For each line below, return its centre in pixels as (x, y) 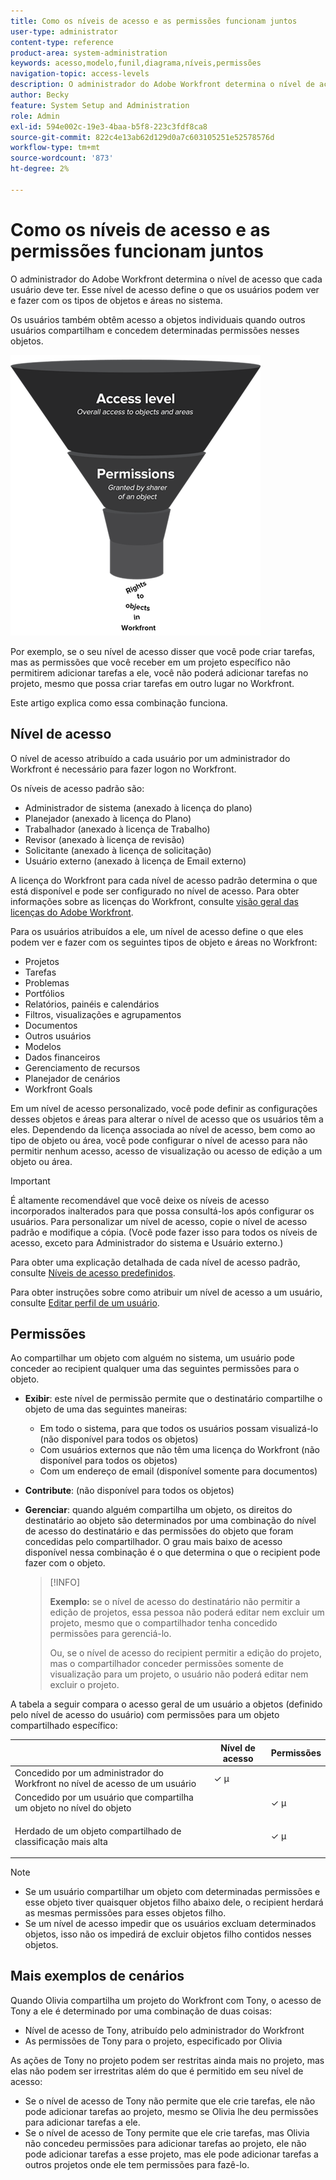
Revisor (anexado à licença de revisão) (104, 839)
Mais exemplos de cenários (97, 1976)
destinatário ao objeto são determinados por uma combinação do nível (170, 1521)
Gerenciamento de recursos (82, 1067)
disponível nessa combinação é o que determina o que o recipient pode (172, 1552)
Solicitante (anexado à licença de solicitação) (118, 850)
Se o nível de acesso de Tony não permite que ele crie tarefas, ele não (170, 2101)
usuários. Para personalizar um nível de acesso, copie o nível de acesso (159, 1221)
